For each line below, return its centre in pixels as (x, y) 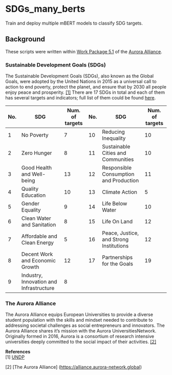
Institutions (115, 246)
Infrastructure (38, 288)
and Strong (115, 240)
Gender (30, 204)
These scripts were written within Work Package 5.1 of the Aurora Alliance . (84, 51)
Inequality (114, 138)
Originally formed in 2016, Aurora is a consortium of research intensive (80, 337)
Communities (118, 159)
